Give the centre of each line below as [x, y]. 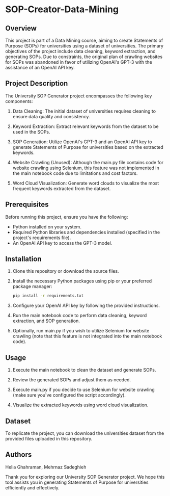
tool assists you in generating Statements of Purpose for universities [77, 482]
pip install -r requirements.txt [48, 296]
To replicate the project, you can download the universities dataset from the [85, 433]
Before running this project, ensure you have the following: [67, 217]
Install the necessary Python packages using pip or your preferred [82, 281]
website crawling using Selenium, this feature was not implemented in [86, 168]
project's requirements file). [42, 238]
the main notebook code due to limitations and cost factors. [75, 173]
